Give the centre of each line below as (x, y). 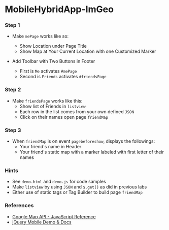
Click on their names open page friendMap (64, 117)
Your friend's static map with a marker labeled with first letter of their (92, 152)
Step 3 (13, 130)
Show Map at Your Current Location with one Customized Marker (88, 51)
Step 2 (13, 90)
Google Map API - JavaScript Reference (54, 216)
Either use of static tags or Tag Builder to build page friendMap (77, 192)
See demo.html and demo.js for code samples (59, 182)
